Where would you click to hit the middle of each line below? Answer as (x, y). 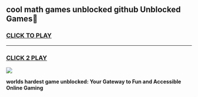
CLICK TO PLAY (29, 36)
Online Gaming (25, 88)
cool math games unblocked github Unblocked (93, 10)
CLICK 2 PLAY (27, 58)
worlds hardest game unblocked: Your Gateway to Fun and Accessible (94, 81)
